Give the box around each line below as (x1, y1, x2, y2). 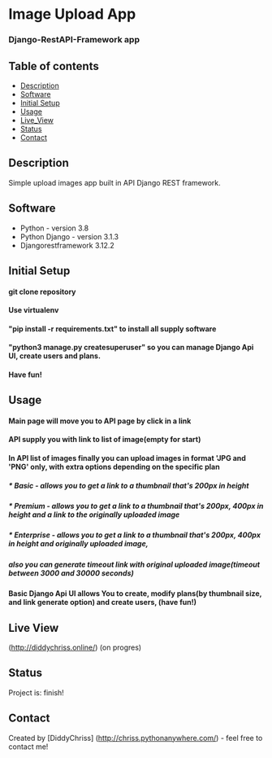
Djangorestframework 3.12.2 (19, 240, 115, 250)
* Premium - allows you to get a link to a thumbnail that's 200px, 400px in (8, 502, 264, 511)
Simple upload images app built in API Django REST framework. (8, 177, 221, 187)
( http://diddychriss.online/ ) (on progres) (8, 642, 142, 652)
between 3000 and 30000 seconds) (8, 567, 134, 578)
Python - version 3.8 (19, 223, 89, 233)
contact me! (8, 742, 49, 751)
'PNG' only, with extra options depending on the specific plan (8, 462, 221, 472)
